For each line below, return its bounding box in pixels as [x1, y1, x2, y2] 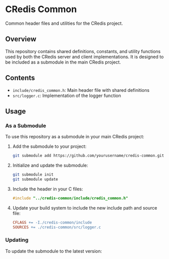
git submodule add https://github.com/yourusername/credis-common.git [12, 153, 164, 159]
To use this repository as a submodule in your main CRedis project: [5, 134, 145, 140]
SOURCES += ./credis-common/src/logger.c [12, 225, 101, 230]
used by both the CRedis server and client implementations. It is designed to [5, 54, 164, 60]
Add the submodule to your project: [12, 143, 87, 149]
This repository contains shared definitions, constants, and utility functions [5, 48, 161, 54]
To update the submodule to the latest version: [5, 248, 102, 254]
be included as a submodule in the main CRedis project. [5, 59, 121, 65]
